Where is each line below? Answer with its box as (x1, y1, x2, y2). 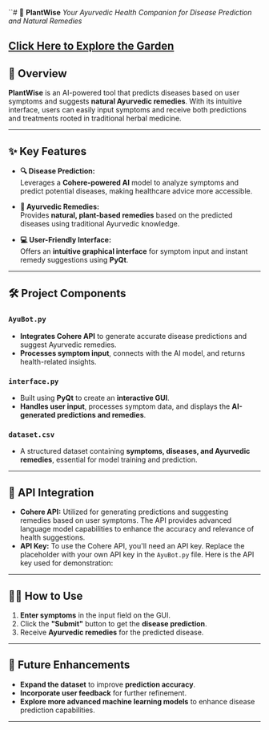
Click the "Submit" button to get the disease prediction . (19, 618, 207, 628)
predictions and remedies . (57, 410, 147, 419)
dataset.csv (8, 430, 55, 439)
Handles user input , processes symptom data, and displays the (19, 402, 231, 411)
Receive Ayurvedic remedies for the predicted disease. (19, 627, 204, 637)
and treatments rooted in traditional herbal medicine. (8, 113, 182, 124)
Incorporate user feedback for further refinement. (19, 687, 187, 698)
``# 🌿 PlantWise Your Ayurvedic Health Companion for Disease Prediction (8, 8, 252, 17)
